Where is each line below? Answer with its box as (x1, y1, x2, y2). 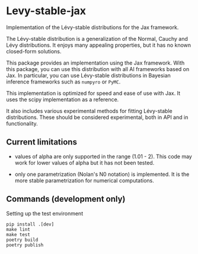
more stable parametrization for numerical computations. (14, 176, 154, 184)
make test (6, 232, 31, 237)
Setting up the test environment (6, 210, 84, 217)
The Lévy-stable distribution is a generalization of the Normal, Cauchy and (6, 35, 189, 42)
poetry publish (6, 242, 44, 248)
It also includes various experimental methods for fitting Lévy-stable (6, 107, 173, 114)
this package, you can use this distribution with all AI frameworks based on (6, 65, 190, 72)
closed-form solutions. (6, 47, 62, 54)
